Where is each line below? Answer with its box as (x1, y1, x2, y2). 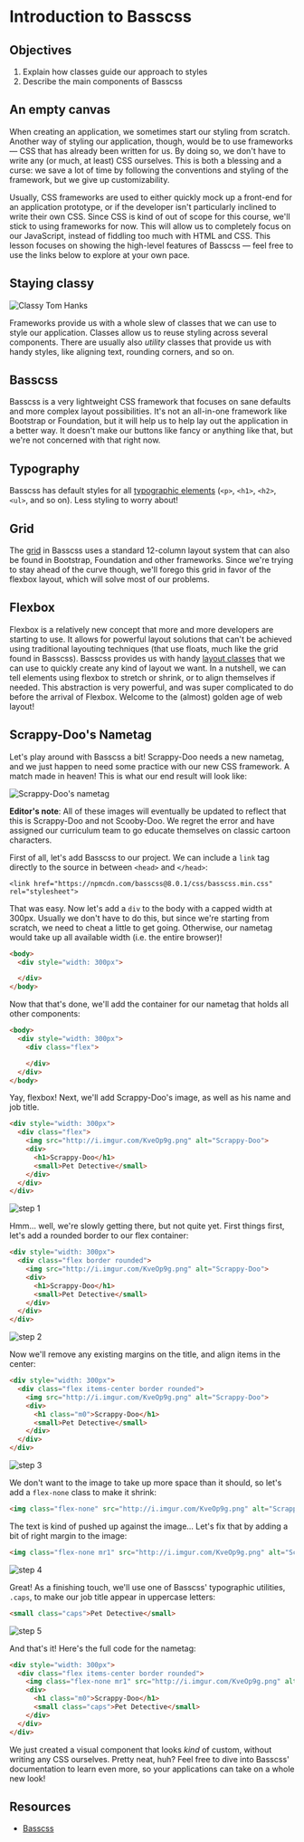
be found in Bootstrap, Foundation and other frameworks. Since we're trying (9, 555, 294, 566)
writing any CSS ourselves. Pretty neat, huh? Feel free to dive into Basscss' (9, 1753, 290, 1764)
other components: (9, 1008, 81, 1019)
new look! (9, 1772, 46, 1784)
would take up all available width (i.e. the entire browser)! (9, 931, 223, 942)
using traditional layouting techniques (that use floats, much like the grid (9, 643, 279, 654)
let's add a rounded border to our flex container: (9, 1230, 189, 1241)
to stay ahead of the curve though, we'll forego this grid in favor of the (9, 564, 271, 576)
